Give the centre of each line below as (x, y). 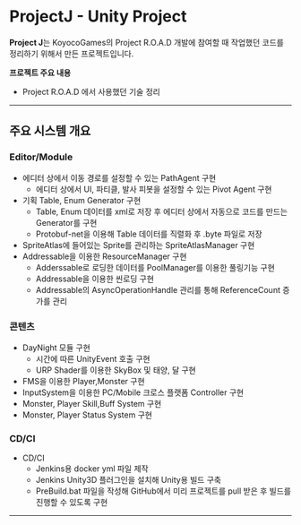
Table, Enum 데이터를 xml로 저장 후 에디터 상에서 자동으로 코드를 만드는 (162, 211)
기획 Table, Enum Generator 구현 (82, 200)
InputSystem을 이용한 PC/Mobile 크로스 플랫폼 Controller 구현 (133, 392)
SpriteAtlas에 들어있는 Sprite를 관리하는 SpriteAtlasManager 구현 (138, 245)
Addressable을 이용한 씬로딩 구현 (95, 279)
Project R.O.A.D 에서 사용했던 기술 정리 (91, 91)
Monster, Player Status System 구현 (87, 415)
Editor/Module (41, 157)
